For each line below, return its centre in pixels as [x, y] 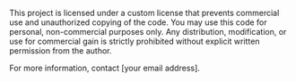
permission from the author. [61, 51]
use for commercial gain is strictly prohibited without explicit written [135, 41]
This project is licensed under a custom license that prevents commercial [144, 13]
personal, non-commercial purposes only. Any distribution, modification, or [148, 32]
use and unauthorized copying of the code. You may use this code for [138, 22]
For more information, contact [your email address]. [104, 68]
